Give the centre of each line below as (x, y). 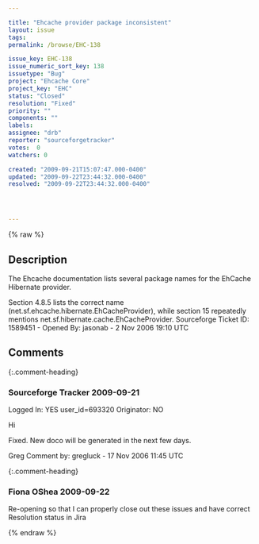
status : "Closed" (37, 96)
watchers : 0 (28, 155)
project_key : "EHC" (40, 88)
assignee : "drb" (35, 133)
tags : (17, 37)
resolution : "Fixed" (42, 103)
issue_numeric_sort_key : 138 (56, 67)
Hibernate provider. (40, 287)
